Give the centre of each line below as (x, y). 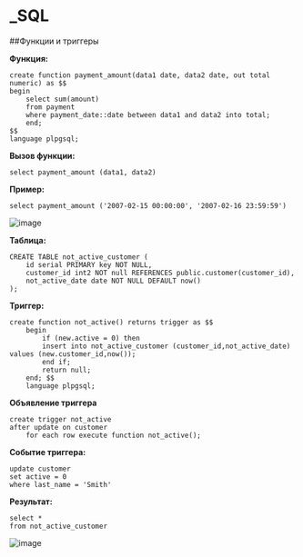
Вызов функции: (42, 155)
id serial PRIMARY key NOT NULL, (89, 264)
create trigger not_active (61, 419)
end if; (56, 362)
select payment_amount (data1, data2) (83, 172)
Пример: (27, 189)
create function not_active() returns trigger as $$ (111, 322)
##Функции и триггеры (54, 41)
